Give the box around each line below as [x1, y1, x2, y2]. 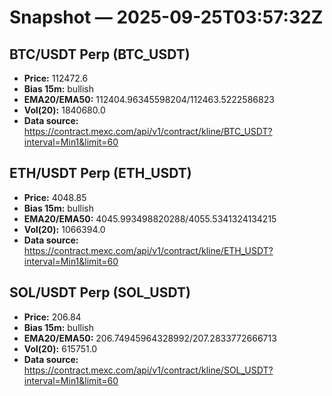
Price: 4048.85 [23, 191, 87, 203]
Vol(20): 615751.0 [23, 342, 98, 355]
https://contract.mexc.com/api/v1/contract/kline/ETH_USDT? [23, 244, 274, 256]
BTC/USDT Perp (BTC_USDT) [9, 46, 191, 63]
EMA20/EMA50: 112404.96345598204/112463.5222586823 [23, 94, 275, 105]
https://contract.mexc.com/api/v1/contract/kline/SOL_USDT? [23, 364, 274, 376]
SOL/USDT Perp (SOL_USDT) [9, 284, 191, 301]
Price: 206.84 [23, 311, 82, 323]
